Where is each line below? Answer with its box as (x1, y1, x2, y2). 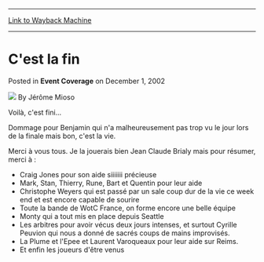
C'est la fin (8, 50, 80, 68)
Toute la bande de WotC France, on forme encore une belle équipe (19, 203, 236, 213)
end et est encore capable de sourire (19, 195, 140, 204)
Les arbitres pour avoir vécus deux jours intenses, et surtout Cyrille (19, 220, 237, 229)
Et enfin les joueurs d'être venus (19, 245, 125, 254)
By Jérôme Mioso (17, 92, 75, 102)
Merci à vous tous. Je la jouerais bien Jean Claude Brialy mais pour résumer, (8, 146, 256, 155)
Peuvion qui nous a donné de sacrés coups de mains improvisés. (19, 228, 230, 238)
